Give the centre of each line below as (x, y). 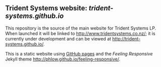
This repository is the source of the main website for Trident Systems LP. (81, 28)
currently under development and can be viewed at (58, 38)
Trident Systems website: (46, 8)
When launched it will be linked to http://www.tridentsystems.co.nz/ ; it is (80, 33)
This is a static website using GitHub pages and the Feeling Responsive (79, 53)
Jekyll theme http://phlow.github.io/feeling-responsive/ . (63, 59)
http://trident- (127, 38)
